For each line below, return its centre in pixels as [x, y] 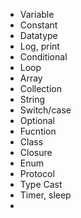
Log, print [39, 46]
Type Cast [41, 184]
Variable [37, 14]
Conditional [43, 57]
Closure [36, 152]
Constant [38, 25]
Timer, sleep [45, 195]
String [32, 99]
